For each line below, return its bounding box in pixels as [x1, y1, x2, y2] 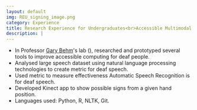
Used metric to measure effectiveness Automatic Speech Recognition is [14, 72, 190, 79]
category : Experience [6, 20, 60, 25]
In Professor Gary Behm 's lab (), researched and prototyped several [14, 47, 180, 54]
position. [14, 91, 37, 98]
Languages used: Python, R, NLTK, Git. [14, 97, 109, 104]
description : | [6, 31, 44, 37]
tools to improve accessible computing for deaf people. [14, 53, 150, 60]
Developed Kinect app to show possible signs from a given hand [14, 85, 172, 92]
